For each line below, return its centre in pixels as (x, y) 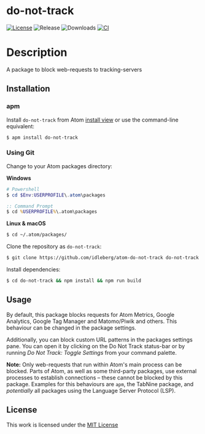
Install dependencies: (33, 269)
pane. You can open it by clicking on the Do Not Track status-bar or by (96, 346)
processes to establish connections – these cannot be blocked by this (95, 378)
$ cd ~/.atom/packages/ (37, 235)
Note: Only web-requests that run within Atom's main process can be (94, 364)
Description (37, 52)
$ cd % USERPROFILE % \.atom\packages (52, 212)
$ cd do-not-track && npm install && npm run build (74, 281)
